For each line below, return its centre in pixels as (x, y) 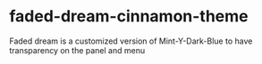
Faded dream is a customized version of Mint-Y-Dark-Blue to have (131, 41)
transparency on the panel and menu (77, 50)
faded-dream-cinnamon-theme (129, 16)
